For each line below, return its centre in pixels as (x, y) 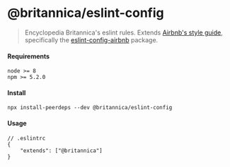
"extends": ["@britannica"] (61, 150)
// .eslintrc (27, 138)
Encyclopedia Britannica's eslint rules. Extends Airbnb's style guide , (123, 32)
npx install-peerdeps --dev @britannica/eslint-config (90, 108)
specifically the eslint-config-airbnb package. (91, 39)
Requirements (29, 56)
